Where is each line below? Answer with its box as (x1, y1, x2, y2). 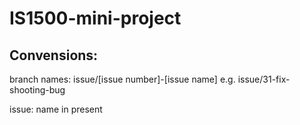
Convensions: (9, 47, 99, 64)
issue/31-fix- (237, 73, 291, 85)
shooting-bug (9, 84, 66, 96)
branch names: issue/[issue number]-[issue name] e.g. (9, 73, 236, 85)
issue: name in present (9, 103, 103, 115)
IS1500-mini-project (9, 7, 182, 30)
